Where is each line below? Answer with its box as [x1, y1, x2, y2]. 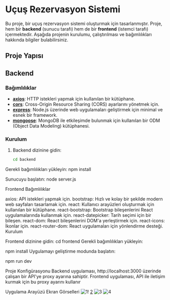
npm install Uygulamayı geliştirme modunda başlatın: [5, 248, 116, 255]
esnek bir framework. [12, 112, 57, 118]
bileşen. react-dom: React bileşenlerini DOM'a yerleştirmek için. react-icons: [5, 218, 165, 224]
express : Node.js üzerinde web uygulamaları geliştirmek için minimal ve [12, 107, 163, 113]
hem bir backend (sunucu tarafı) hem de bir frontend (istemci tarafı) [5, 26, 149, 32]
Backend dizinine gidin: [12, 147, 62, 154]
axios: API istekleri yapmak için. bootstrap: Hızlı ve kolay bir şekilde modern [5, 196, 163, 202]
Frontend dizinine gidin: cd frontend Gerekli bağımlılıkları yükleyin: [5, 238, 143, 244]
